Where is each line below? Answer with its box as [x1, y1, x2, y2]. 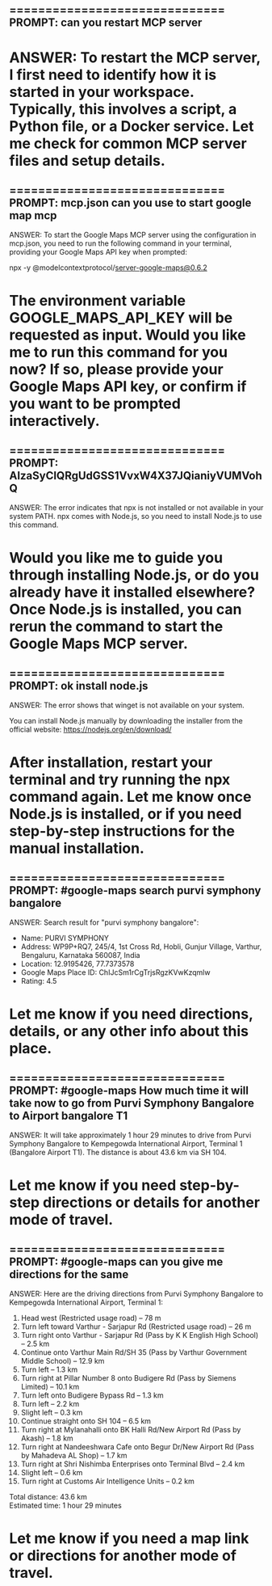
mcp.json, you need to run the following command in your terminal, [9, 238, 232, 248]
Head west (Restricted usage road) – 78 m [20, 1314, 161, 1323]
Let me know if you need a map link [9, 1529, 249, 1547]
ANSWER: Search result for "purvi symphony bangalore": [9, 917, 199, 927]
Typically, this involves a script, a [9, 99, 237, 118]
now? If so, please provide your [9, 360, 224, 378]
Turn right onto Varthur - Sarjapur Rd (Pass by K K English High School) [20, 1331, 259, 1340]
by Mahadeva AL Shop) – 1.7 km [20, 1451, 128, 1461]
